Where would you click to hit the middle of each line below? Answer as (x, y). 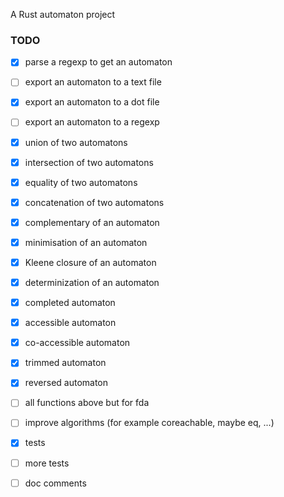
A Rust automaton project (63, 14)
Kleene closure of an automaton (90, 262)
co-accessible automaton (77, 343)
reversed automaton (66, 383)
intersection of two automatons (89, 162)
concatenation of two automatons (94, 202)
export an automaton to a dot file (92, 102)
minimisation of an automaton (86, 242)
